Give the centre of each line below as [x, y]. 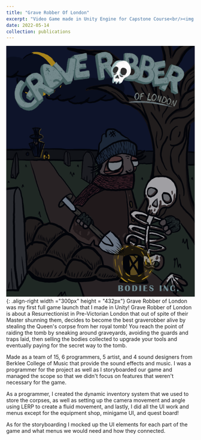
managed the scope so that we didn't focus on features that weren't [90, 376]
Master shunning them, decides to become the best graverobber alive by [96, 320]
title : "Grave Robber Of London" [48, 13]
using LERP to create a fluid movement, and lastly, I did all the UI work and [98, 407]
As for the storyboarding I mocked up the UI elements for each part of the [97, 424]
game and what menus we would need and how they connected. [86, 431]
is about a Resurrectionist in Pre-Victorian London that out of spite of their [97, 314]
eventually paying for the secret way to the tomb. [67, 346]
